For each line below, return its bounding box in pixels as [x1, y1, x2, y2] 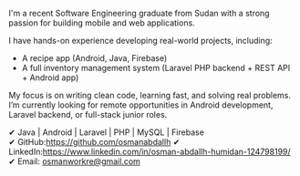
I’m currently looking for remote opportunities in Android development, [8, 99, 274, 110]
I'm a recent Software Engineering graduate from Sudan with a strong [8, 8, 270, 18]
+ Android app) [21, 72, 79, 83]
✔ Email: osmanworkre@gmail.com [8, 156, 140, 167]
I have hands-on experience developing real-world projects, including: [8, 36, 273, 46]
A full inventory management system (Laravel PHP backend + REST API [21, 63, 291, 73]
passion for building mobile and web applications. [8, 17, 195, 28]
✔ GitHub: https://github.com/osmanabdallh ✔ [8, 137, 181, 147]
